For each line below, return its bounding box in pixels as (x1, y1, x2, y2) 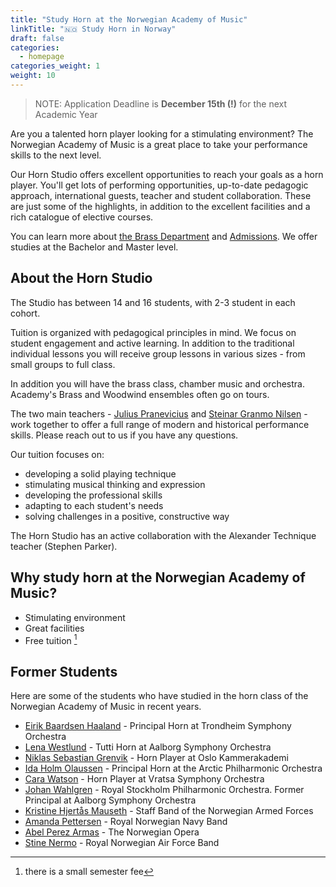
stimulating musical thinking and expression (24, 478, 206, 490)
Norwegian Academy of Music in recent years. (10, 700, 202, 712)
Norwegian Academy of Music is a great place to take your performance (10, 138, 308, 150)
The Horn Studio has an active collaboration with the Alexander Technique (10, 529, 317, 541)
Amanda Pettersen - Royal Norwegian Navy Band (24, 815, 228, 827)
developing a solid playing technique (24, 467, 177, 480)
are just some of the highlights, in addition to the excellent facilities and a (10, 200, 311, 212)
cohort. (10, 307, 41, 319)
